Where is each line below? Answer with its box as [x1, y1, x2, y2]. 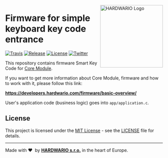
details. [5, 132, 20, 138]
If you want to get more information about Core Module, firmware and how [5, 75, 159, 81]
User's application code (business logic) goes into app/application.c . [5, 99, 149, 105]
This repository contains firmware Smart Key [5, 60, 97, 66]
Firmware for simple [5, 12, 90, 24]
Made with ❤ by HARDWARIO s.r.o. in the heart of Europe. [5, 147, 128, 153]
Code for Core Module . [5, 65, 52, 71]
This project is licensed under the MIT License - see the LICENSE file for [5, 127, 154, 133]
